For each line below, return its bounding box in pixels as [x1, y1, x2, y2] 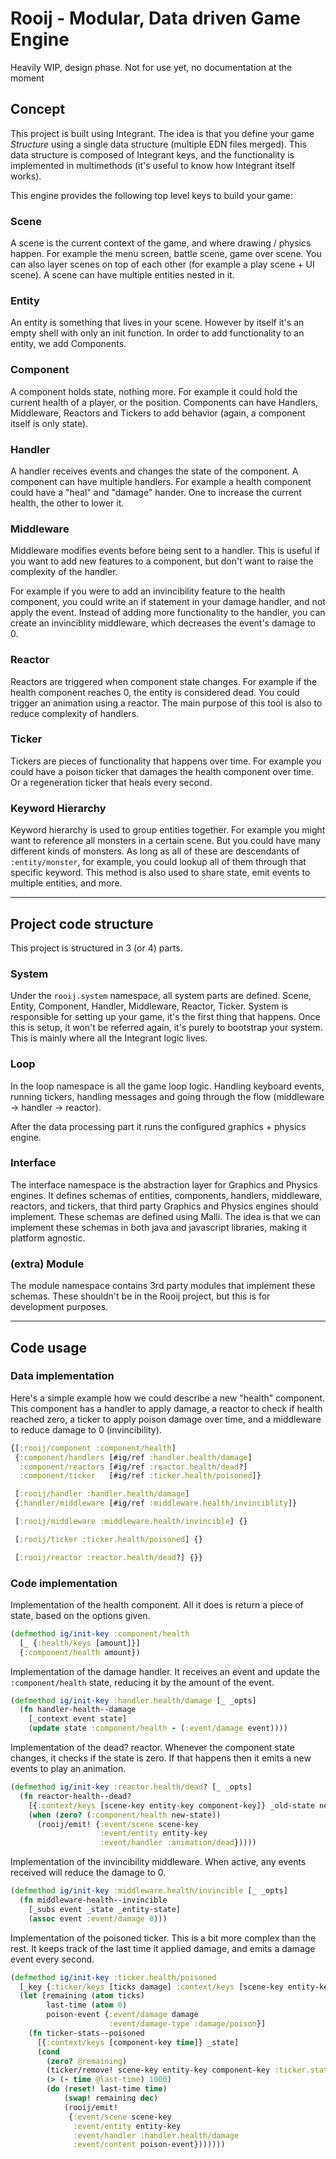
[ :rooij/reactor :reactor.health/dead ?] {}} [14, 1552, 203, 1562]
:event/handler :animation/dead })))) [99, 1838, 257, 1848]
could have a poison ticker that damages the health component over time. [10, 765, 315, 777]
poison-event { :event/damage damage [46, 2010, 199, 2020]
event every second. [10, 1953, 95, 1965]
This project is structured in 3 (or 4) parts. [10, 942, 183, 954]
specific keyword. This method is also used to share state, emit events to [10, 867, 311, 879]
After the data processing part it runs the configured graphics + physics [10, 1120, 307, 1132]
